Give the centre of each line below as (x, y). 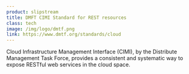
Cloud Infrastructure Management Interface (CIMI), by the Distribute (92, 52)
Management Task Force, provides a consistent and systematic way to (95, 58)
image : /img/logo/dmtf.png (41, 29)
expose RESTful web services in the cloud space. (69, 65)
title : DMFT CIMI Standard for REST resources (66, 18)
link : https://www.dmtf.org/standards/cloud (64, 35)
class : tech (21, 23)
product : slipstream (33, 12)
